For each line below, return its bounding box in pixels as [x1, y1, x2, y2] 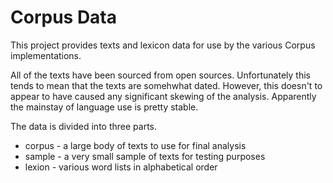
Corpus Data [10, 6, 118, 29]
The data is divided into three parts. [10, 120, 158, 132]
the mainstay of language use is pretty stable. [10, 101, 199, 113]
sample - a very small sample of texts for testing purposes [24, 150, 266, 162]
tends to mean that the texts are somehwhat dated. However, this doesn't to [10, 79, 323, 91]
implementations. [10, 49, 82, 61]
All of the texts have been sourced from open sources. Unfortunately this [10, 69, 311, 81]
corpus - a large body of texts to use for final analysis [24, 139, 247, 151]
